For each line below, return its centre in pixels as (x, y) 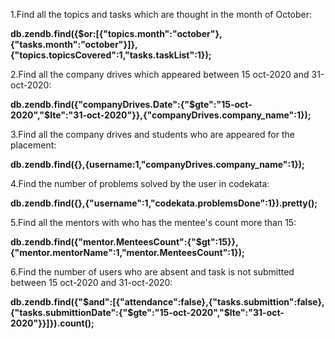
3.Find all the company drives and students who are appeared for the (152, 134)
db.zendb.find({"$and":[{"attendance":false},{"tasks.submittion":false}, (167, 302)
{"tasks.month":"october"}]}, (74, 44)
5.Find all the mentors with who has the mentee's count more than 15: (153, 222)
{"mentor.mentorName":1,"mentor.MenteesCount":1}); (127, 252)
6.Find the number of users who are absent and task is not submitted (152, 272)
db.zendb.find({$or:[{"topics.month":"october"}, (116, 33)
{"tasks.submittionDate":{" (69, 312)
